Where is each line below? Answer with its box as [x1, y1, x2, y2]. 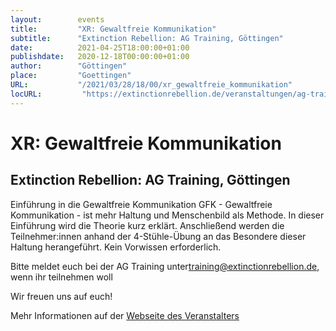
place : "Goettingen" [10, 71, 132, 81]
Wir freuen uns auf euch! [10, 290, 113, 302]
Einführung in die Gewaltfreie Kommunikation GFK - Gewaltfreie [10, 198, 273, 210]
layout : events [10, 14, 105, 25]
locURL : [10, 89, 43, 99]
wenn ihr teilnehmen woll [10, 271, 113, 283]
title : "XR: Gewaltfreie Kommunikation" [10, 24, 217, 34]
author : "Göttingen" [10, 61, 128, 71]
